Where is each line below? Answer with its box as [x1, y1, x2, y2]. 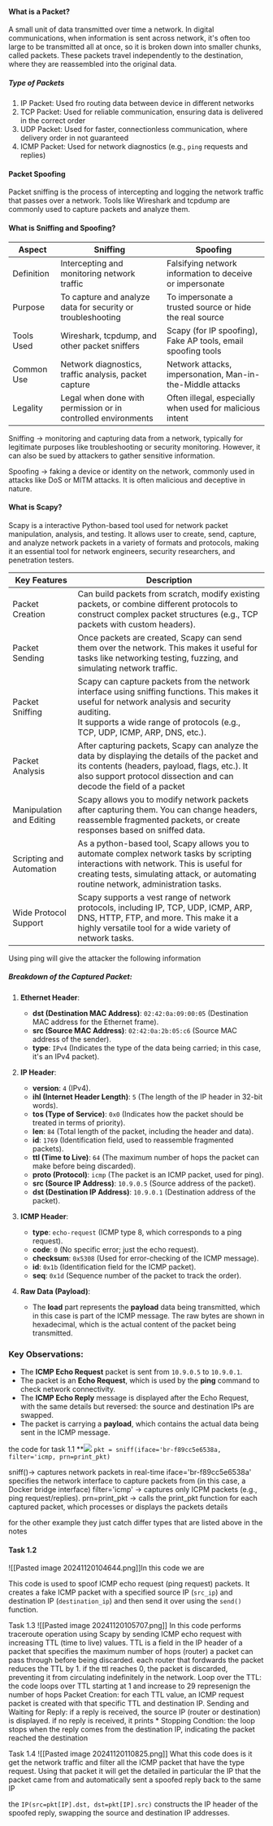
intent [166, 412, 188, 424]
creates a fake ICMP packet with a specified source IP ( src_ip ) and [8, 1587, 233, 1597]
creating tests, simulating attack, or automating [77, 868, 258, 879]
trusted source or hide [166, 301, 252, 313]
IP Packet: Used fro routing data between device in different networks [19, 99, 254, 108]
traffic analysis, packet [60, 368, 147, 380]
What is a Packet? [8, 7, 71, 16]
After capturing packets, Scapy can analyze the [77, 740, 258, 751]
